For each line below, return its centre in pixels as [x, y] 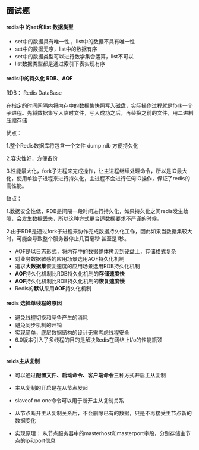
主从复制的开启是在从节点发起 [51, 388]
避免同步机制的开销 [38, 325]
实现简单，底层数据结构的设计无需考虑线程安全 [72, 332]
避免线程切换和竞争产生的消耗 [51, 318]
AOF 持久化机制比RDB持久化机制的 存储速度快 [70, 273]
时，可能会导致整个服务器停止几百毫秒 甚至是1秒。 [68, 238]
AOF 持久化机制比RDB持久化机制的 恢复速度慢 [70, 281]
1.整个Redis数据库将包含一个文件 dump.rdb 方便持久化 [72, 145]
